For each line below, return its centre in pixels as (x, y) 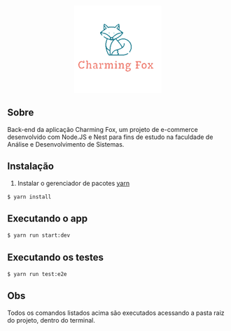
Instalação (31, 167)
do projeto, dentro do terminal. (51, 320)
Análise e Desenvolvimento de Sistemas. (66, 144)
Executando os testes (55, 257)
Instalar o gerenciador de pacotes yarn (73, 183)
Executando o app (48, 218)
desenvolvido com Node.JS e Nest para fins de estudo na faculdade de (110, 137)
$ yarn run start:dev (39, 235)
